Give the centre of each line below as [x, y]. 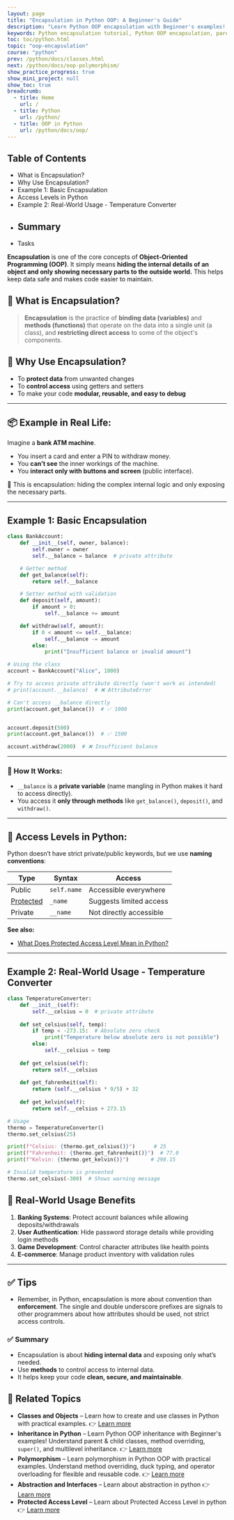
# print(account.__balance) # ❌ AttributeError [79, 690]
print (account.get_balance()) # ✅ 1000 [67, 709]
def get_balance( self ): [54, 575]
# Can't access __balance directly [59, 703]
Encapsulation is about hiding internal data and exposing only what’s [117, 1354]
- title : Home [34, 98]
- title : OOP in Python [48, 124]
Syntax [65, 878]
